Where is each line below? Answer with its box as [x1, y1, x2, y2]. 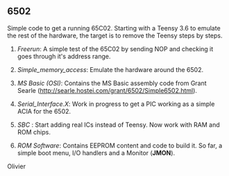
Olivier [7, 162, 26, 170]
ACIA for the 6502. [17, 107, 71, 115]
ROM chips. [17, 127, 51, 136]
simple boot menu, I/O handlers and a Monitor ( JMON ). [17, 148, 176, 157]
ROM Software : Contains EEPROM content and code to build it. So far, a [17, 141, 223, 150]
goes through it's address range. [17, 52, 111, 60]
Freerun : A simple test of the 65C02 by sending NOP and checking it [17, 44, 214, 53]
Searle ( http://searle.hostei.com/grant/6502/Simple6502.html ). [17, 86, 198, 94]
